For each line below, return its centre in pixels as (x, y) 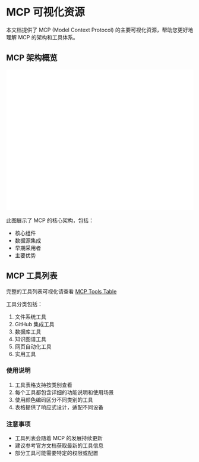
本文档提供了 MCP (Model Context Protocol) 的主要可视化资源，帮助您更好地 (100, 30)
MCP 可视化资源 (45, 12)
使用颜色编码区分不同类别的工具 (54, 399)
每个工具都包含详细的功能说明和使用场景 (64, 392)
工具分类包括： (24, 304)
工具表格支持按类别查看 (43, 385)
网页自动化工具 (33, 346)
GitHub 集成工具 (34, 324)
